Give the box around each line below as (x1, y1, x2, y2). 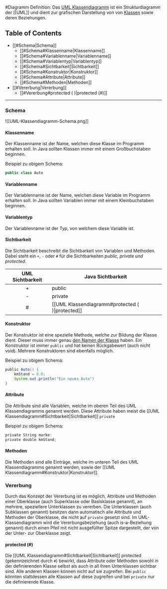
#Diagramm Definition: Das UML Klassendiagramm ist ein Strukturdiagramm (5, 4, 161, 10)
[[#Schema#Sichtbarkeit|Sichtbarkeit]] (19, 63, 99, 69)
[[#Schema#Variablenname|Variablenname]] (19, 53, 111, 59)
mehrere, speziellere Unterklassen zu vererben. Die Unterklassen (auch (5, 504, 152, 509)
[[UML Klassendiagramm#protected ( (52, 301, 139, 308)
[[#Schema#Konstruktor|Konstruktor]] (19, 69, 98, 75)
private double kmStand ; (5, 437, 57, 442)
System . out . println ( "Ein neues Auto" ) (14, 376, 94, 381)
